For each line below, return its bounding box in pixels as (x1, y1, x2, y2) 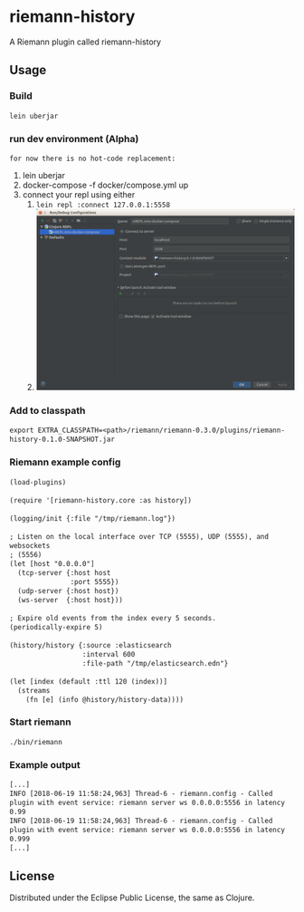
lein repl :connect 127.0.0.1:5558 (35, 200, 170, 209)
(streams (17, 686, 51, 695)
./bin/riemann (9, 737, 63, 746)
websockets (9, 541, 51, 550)
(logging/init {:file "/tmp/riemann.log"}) (9, 514, 176, 523)
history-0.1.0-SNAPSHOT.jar (9, 435, 116, 445)
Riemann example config (9, 456, 121, 468)
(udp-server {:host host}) (17, 586, 119, 595)
